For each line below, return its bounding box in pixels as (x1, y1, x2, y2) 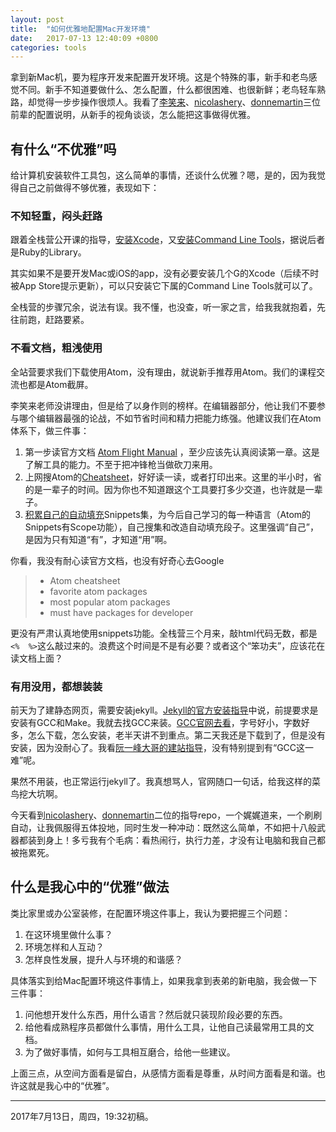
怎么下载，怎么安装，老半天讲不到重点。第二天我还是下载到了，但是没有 (27, 729, 326, 741)
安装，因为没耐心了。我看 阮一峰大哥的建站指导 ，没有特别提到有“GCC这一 (10, 741, 315, 753)
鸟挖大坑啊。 (10, 787, 63, 800)
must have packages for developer (49, 606, 194, 618)
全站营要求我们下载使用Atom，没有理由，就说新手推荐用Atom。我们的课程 (10, 366, 317, 378)
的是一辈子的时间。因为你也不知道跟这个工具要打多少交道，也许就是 (24, 483, 306, 495)
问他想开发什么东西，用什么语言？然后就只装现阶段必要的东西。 (24, 1008, 288, 1020)
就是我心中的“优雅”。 (27, 1079, 115, 1091)
